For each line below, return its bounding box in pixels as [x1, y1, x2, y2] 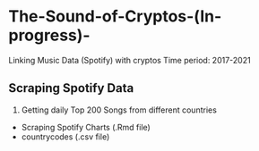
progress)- [8, 25, 91, 46]
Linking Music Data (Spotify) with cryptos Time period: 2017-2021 [8, 55, 252, 65]
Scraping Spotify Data [8, 80, 134, 96]
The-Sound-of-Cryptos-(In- [8, 6, 222, 27]
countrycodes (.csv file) [21, 131, 110, 142]
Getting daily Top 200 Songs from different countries [21, 105, 217, 115]
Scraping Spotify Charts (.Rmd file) [21, 122, 151, 132]
